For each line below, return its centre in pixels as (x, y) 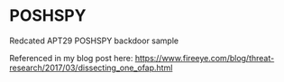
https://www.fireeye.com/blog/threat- (205, 58)
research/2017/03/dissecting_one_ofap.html (91, 68)
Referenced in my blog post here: (71, 58)
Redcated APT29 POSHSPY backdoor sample (94, 41)
